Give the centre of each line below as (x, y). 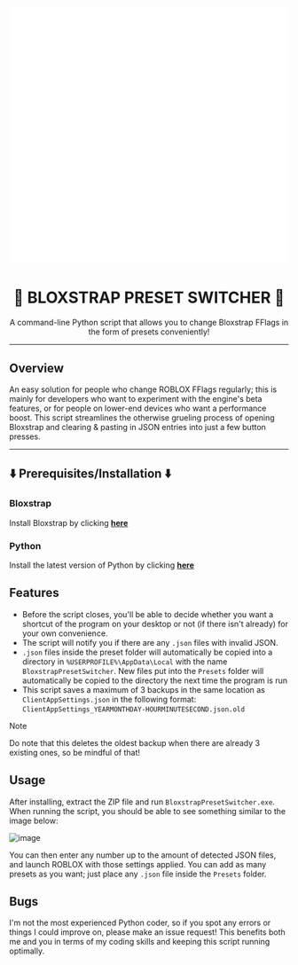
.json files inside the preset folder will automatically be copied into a (147, 652)
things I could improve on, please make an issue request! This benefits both (147, 932)
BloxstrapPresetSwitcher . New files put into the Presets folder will (143, 671)
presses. (25, 436)
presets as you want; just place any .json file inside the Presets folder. (138, 874)
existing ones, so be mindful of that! (74, 752)
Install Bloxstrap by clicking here (69, 522)
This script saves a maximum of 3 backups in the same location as (144, 689)
